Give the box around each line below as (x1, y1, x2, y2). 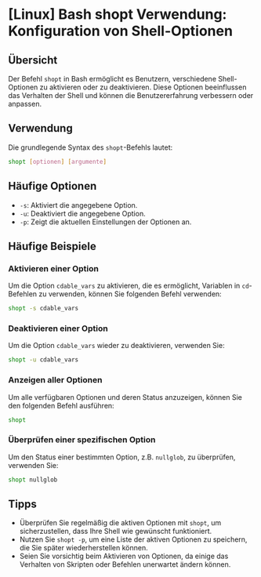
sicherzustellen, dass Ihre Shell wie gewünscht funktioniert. (19, 527, 212, 536)
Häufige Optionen (8, 180, 97, 193)
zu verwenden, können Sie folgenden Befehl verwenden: (38, 289, 222, 299)
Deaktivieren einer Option (8, 323, 108, 334)
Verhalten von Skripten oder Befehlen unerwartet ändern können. (19, 560, 231, 569)
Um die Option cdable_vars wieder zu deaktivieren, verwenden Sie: (8, 341, 225, 350)
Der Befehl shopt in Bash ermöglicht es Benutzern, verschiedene (8, 74, 217, 83)
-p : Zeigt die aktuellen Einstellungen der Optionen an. (19, 217, 192, 227)
